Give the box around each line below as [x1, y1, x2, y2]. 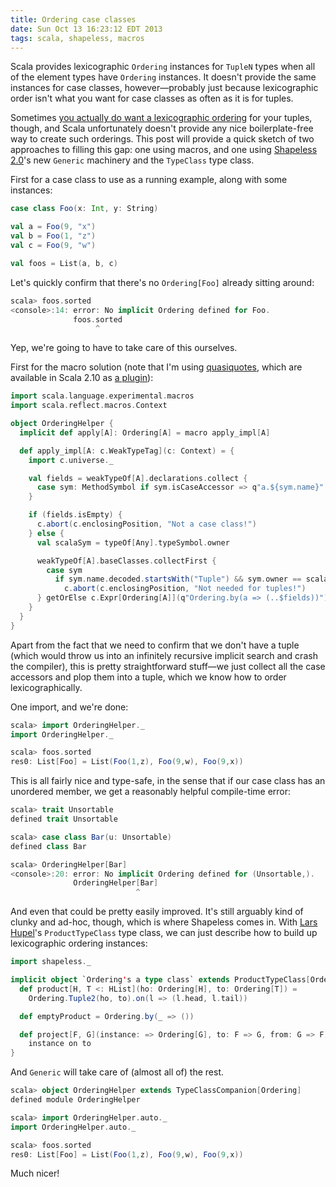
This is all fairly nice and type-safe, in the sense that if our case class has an [10, 775, 326, 787]
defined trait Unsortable [10, 814, 118, 824]
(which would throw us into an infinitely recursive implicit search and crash [10, 649, 318, 661]
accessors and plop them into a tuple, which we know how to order [10, 671, 287, 683]
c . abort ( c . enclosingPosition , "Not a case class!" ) [36, 519, 257, 529]
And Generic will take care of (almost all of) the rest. [10, 1066, 224, 1078]
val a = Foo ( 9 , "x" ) [10, 222, 97, 232]
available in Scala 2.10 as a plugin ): [10, 372, 154, 384]
